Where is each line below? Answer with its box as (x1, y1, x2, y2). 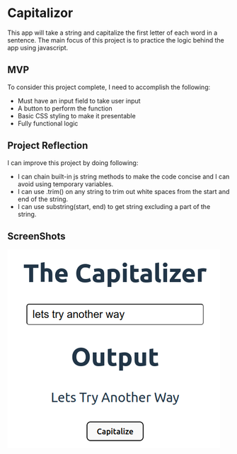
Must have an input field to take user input (17, 96, 141, 105)
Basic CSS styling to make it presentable (17, 111, 136, 120)
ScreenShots (7, 230, 66, 242)
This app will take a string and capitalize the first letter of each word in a (7, 28, 218, 37)
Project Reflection (7, 140, 88, 152)
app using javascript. (7, 43, 69, 52)
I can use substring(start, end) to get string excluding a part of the (17, 202, 211, 210)
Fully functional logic (17, 119, 79, 127)
